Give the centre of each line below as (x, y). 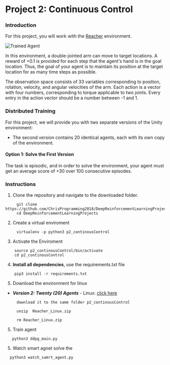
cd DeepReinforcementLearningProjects (57, 213)
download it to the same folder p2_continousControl (73, 303)
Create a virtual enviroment (41, 223)
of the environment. (33, 142)
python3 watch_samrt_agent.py (41, 358)
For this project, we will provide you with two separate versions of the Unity (84, 122)
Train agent (25, 330)
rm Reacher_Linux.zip (39, 320)
